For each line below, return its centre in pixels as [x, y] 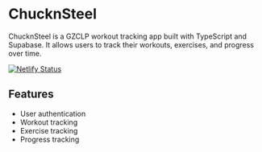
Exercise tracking [49, 130]
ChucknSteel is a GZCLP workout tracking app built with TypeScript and [128, 36]
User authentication [53, 113]
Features [31, 94]
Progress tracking [50, 139]
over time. [25, 53]
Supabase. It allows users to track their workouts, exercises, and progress [131, 44]
